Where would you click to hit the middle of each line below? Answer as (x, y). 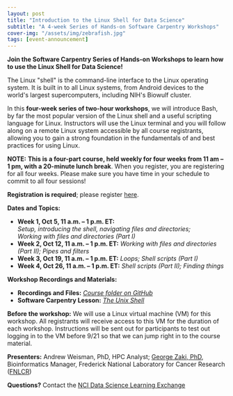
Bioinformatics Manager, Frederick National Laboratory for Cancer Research (116, 364)
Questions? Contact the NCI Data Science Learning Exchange (96, 385)
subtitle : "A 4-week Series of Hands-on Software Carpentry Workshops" (113, 26)
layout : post (26, 14)
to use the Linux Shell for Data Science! (65, 67)
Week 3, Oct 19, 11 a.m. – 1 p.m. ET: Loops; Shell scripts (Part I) (107, 259)
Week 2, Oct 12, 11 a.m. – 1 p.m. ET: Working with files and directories (117, 244)
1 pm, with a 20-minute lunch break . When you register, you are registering (116, 166)
